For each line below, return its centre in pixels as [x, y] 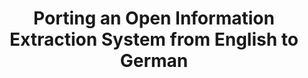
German [154, 61]
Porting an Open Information [154, 18]
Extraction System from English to [154, 39]
